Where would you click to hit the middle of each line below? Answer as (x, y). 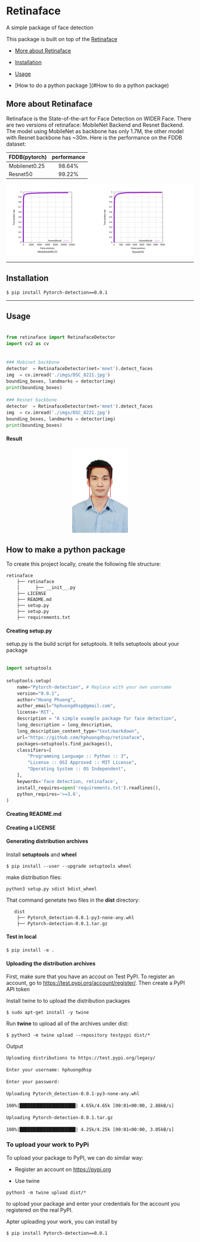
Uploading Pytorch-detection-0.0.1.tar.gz (60, 1118)
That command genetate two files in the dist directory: (73, 900)
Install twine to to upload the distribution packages (68, 1001)
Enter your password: (33, 1082)
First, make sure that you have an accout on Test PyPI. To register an (90, 976)
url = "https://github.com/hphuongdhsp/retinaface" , (81, 737)
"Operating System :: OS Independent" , (77, 769)
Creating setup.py (29, 630)
